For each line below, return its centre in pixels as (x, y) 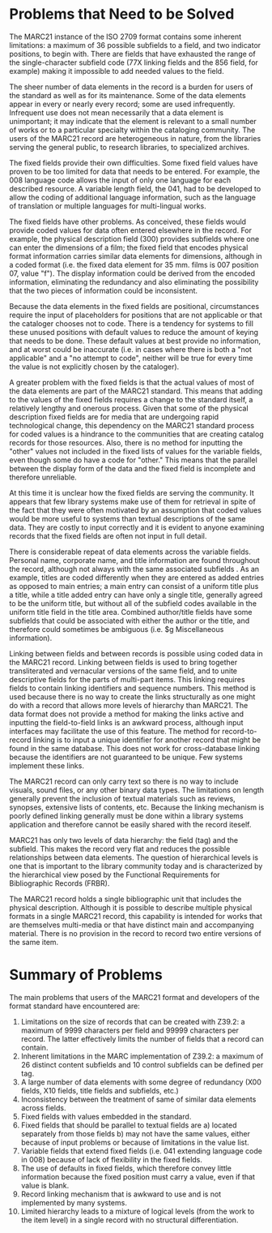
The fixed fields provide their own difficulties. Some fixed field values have (134, 162)
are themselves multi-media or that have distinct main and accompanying (132, 925)
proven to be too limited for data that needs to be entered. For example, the (135, 171)
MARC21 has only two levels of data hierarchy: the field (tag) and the (123, 840)
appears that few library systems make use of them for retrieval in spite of (132, 501)
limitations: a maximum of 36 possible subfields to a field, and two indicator (135, 45)
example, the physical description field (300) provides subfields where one (134, 238)
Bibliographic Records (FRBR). (59, 883)
